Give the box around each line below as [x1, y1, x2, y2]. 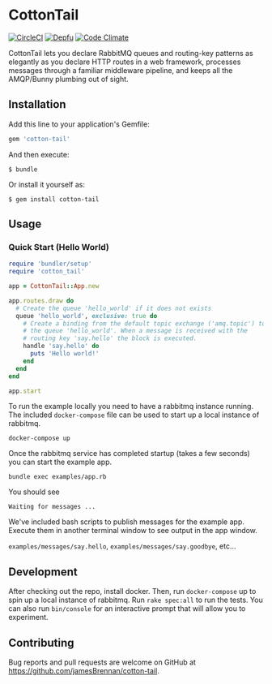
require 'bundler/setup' [8, 260, 92, 269]
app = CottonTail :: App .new [8, 282, 100, 290]
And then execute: [8, 149, 70, 159]
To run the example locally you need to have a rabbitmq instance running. [8, 402, 253, 411]
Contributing [8, 635, 74, 650]
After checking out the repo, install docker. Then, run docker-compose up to [8, 587, 257, 596]
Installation [8, 97, 66, 111]
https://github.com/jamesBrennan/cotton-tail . [8, 666, 159, 676]
